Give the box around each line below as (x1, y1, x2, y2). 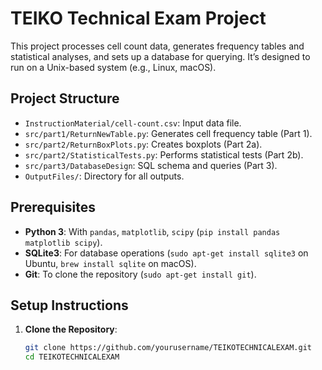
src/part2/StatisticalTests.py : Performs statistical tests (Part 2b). (24, 148, 304, 161)
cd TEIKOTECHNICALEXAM (24, 352, 120, 362)
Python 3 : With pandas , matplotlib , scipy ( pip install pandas (24, 225, 281, 237)
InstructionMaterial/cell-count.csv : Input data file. (24, 117, 242, 129)
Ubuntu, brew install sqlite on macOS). (24, 257, 197, 269)
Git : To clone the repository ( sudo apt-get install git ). (24, 268, 257, 280)
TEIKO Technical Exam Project (10, 7, 267, 30)
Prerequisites (10, 199, 96, 216)
